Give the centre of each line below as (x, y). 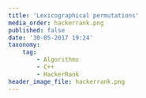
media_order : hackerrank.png (56, 23)
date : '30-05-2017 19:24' (51, 38)
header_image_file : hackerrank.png (67, 81)
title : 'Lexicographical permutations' (74, 15)
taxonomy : (24, 45)
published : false (37, 30)
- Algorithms (58, 60)
